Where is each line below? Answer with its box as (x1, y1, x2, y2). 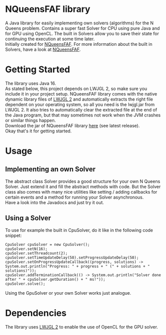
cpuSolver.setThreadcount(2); (5, 250, 68, 256)
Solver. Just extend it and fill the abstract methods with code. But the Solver (5, 183, 161, 190)
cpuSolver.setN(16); (5, 246, 48, 251)
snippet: (5, 232, 22, 238)
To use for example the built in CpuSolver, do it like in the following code (5, 227, 153, 233)
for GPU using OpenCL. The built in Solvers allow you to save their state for (5, 30, 159, 36)
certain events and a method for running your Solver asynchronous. (5, 194, 144, 200)
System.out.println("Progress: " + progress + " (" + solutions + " (5, 264, 150, 269)
